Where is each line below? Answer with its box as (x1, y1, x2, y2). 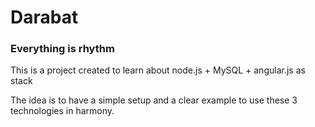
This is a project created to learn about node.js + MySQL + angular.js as (10, 64, 306, 76)
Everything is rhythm (10, 42, 115, 56)
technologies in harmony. (10, 105, 115, 117)
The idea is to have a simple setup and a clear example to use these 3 (10, 94, 298, 106)
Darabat (10, 6, 79, 29)
